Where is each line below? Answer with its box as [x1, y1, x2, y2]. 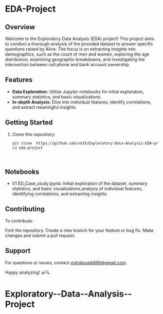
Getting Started [5, 118, 53, 127]
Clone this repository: [12, 131, 55, 137]
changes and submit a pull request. [5, 233, 76, 238]
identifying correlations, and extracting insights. [12, 191, 108, 197]
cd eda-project [12, 145, 43, 150]
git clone [12, 140, 33, 146]
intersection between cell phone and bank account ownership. [5, 62, 130, 67]
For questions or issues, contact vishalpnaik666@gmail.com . [5, 259, 127, 265]
